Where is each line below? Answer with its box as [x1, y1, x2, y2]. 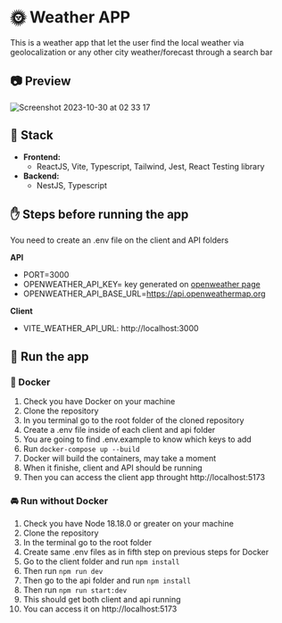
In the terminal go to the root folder [22, 537, 153, 548]
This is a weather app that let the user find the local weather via [10, 37, 245, 47]
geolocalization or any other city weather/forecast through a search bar [10, 46, 273, 57]
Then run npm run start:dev [22, 585, 128, 595]
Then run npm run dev [22, 566, 104, 577]
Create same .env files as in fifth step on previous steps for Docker [22, 547, 270, 558]
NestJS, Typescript [36, 179, 108, 190]
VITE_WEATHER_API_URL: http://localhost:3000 [22, 323, 199, 334]
